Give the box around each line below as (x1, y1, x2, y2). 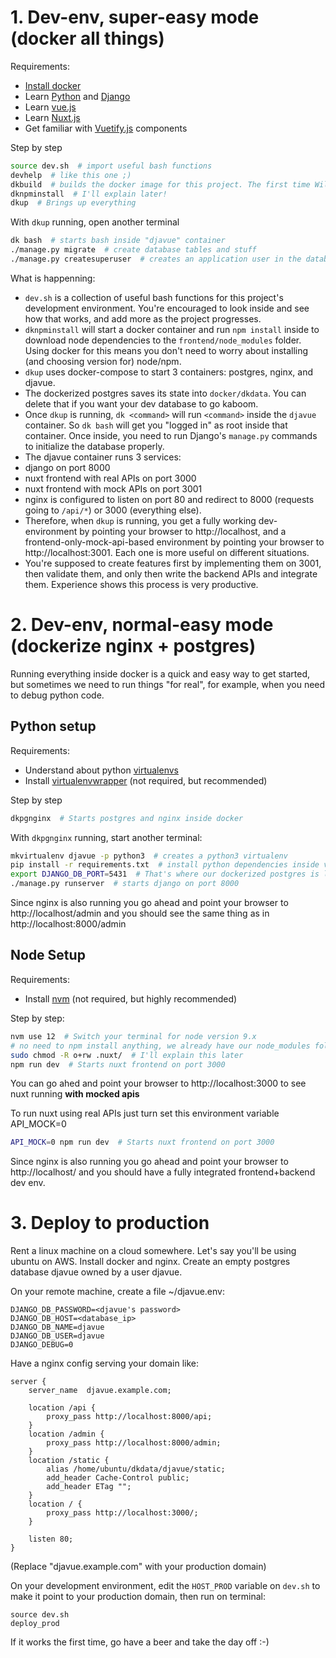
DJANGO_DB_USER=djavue (10, 1331, 105, 1341)
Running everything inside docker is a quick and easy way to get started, (10, 667, 311, 680)
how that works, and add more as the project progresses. (24, 312, 262, 325)
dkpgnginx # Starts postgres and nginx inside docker (10, 813, 244, 823)
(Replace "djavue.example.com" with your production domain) (10, 1561, 267, 1573)
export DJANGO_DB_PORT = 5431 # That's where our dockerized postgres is (10, 869, 320, 880)
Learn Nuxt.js (24, 111, 81, 123)
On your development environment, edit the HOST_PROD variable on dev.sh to (10, 1580, 321, 1592)
